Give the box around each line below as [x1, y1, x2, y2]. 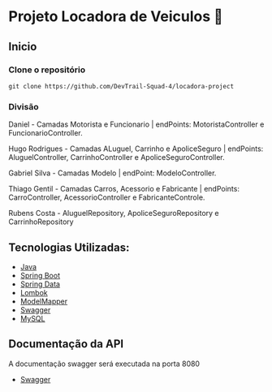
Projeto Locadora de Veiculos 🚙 [8, 7, 223, 26]
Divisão [8, 101, 39, 112]
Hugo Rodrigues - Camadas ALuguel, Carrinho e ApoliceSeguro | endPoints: [8, 144, 264, 153]
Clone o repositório [8, 64, 86, 75]
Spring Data [19, 279, 61, 289]
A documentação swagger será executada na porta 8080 [8, 359, 201, 368]
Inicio [8, 40, 37, 54]
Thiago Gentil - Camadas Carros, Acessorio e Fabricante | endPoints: [8, 184, 240, 194]
